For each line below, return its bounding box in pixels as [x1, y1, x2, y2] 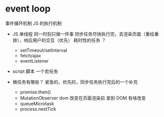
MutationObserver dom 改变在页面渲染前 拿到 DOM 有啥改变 [20, 95, 146, 101]
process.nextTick [20, 106, 57, 112]
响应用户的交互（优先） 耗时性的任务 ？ [23, 37, 106, 43]
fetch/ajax [20, 52, 41, 58]
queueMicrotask [20, 100, 54, 106]
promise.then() [20, 89, 51, 95]
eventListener [20, 58, 49, 64]
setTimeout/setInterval [20, 47, 67, 53]
